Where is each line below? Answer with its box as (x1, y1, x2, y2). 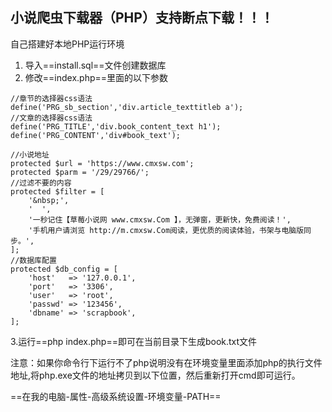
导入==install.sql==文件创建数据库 (24, 59, 167, 71)
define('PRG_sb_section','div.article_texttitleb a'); (10, 102, 244, 112)
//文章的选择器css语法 (10, 113, 93, 123)
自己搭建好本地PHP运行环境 (10, 38, 125, 50)
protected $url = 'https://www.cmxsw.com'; (10, 158, 195, 168)
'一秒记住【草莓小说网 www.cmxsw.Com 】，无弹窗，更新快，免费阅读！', (28, 214, 292, 225)
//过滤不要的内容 (10, 178, 72, 188)
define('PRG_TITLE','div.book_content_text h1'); (10, 121, 222, 132)
